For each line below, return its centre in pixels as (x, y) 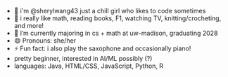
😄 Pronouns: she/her (45, 41)
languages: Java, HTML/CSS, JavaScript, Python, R (89, 66)
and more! (29, 26)
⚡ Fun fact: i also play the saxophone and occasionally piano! (102, 48)
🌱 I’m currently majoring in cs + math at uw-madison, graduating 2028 (116, 33)
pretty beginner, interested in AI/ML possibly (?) (83, 58)
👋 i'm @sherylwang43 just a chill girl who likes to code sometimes (110, 11)
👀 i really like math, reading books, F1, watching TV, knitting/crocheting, (118, 18)
